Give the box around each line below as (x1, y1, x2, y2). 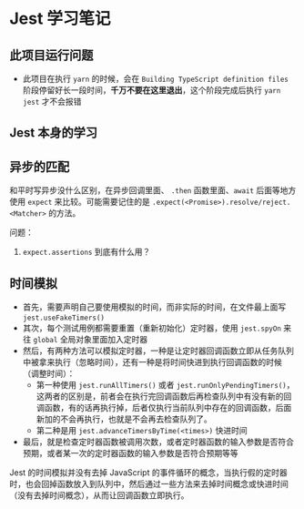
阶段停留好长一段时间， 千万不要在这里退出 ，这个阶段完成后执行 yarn (22, 85, 281, 96)
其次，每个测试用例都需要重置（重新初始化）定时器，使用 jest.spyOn (22, 322, 282, 333)
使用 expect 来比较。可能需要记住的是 (9, 197, 150, 208)
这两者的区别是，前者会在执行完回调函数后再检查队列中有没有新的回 (35, 391, 292, 402)
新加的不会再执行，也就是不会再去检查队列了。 (35, 413, 212, 424)
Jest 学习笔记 (9, 8, 111, 29)
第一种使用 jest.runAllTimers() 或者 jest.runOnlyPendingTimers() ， (35, 380, 295, 391)
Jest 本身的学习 (9, 125, 98, 141)
